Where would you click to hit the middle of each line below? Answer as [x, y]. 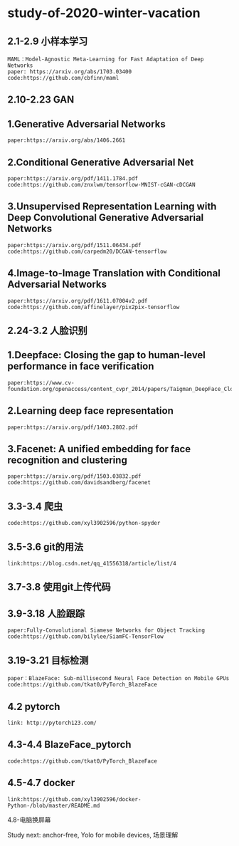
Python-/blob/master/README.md [54, 805]
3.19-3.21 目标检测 [48, 660]
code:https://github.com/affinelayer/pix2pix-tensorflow [94, 307]
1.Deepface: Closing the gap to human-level [107, 355]
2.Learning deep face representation [91, 411]
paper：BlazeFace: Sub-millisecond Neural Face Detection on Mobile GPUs [118, 679]
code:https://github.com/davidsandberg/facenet [79, 483]
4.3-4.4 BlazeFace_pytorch [69, 745]
